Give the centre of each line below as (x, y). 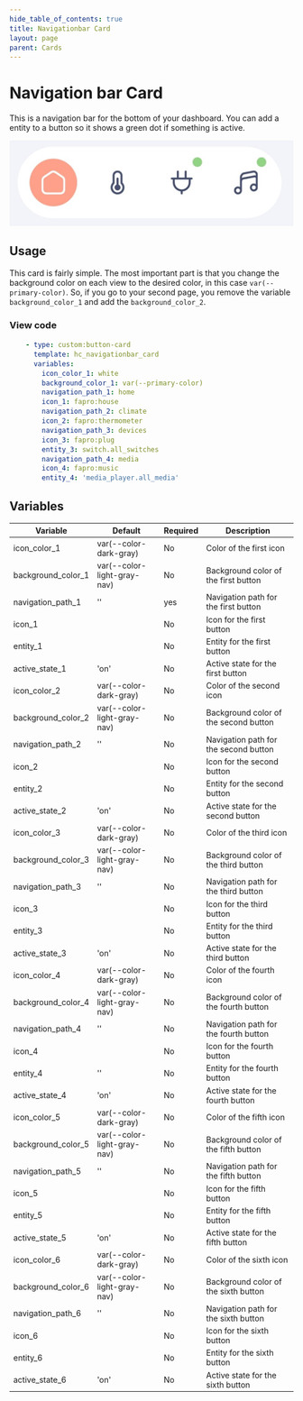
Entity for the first (238, 641)
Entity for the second (245, 783)
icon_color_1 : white (80, 373)
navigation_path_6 (47, 1314)
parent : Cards (36, 48)
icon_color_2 (37, 691)
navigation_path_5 (47, 1171)
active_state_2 (40, 810)
